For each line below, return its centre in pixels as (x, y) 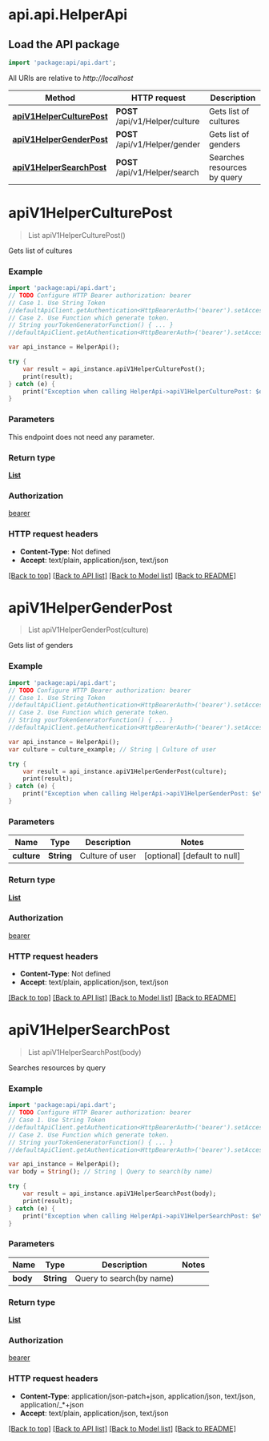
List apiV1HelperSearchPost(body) (84, 1053)
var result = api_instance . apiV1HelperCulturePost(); (114, 369)
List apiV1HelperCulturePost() (76, 235)
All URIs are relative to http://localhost (71, 78)
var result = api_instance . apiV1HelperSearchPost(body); (120, 1194)
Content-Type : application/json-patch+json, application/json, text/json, (138, 1396)
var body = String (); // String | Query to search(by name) (111, 1172)
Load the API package (64, 44)
